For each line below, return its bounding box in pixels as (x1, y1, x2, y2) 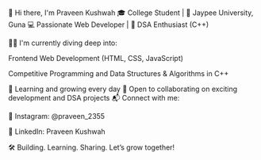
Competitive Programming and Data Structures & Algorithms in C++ (8, 69, 229, 78)
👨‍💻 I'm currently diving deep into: (8, 38, 117, 48)
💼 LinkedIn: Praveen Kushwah (8, 127, 106, 136)
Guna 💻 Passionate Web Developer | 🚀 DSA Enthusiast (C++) (8, 20, 209, 29)
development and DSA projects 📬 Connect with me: (8, 93, 180, 102)
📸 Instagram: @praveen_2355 (8, 112, 106, 120)
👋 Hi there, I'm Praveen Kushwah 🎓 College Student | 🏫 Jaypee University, (8, 8, 254, 17)
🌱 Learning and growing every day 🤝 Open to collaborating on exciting (8, 84, 238, 93)
